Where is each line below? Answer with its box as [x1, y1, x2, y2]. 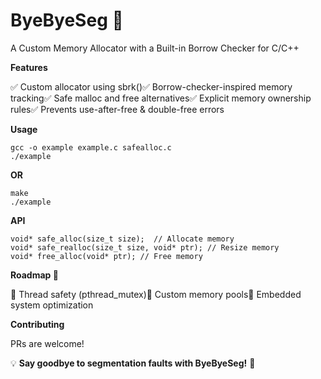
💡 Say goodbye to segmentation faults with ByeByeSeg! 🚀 [10, 357, 256, 369]
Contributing [10, 318, 65, 330]
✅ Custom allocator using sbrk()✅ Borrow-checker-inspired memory [10, 80, 293, 93]
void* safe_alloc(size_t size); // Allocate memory [10, 234, 235, 244]
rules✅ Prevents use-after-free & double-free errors [10, 103, 225, 115]
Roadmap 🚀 [10, 269, 59, 281]
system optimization [10, 299, 94, 311]
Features [10, 61, 48, 73]
